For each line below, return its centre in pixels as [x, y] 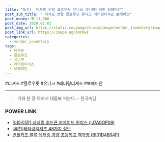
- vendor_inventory [29, 42]
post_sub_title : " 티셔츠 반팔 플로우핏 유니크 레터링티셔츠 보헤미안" [69, 14]
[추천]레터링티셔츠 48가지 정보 [41, 129]
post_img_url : [20, 28]
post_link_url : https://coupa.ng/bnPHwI [47, 32]
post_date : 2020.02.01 [28, 23]
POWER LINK [21, 111]
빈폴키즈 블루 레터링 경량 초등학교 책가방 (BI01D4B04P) [66, 135]
